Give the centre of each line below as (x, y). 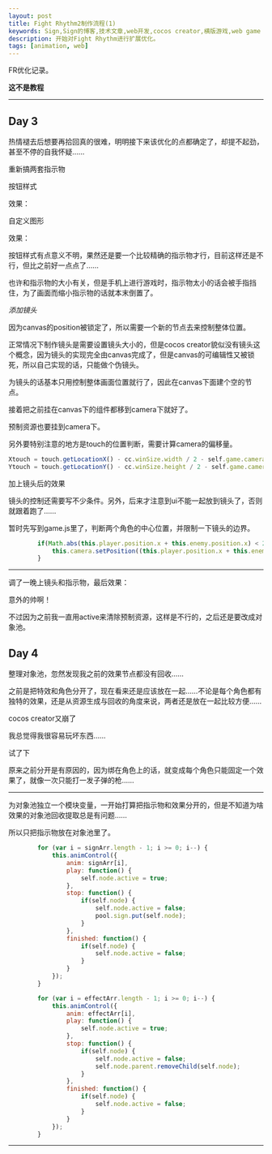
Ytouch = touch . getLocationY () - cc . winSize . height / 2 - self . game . (128, 467)
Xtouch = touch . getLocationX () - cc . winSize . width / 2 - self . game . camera (137, 459)
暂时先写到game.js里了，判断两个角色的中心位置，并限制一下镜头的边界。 (132, 527)
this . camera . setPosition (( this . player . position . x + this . (151, 551)
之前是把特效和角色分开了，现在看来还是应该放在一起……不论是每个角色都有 (135, 691)
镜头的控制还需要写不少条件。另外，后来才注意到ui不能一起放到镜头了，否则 (136, 501)
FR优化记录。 (31, 71)
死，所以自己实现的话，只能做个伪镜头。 (76, 364)
